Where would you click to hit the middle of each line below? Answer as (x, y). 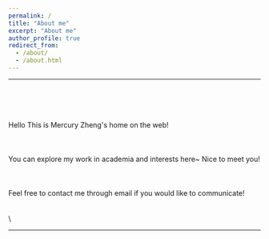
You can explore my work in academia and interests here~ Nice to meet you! (134, 159)
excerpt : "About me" (43, 30)
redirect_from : (34, 46)
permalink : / (30, 16)
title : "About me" (39, 23)
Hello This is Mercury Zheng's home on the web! (89, 124)
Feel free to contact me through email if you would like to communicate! (127, 192)
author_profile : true (44, 38)
